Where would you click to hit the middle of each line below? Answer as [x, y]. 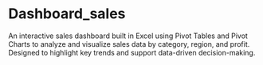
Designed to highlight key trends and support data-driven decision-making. [132, 52]
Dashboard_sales [67, 14]
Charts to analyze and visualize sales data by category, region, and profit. [129, 44]
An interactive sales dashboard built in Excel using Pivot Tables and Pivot [128, 36]
